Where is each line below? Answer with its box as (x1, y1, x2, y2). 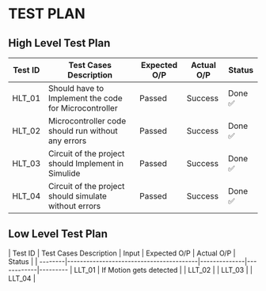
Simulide (47, 168, 81, 179)
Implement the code (47, 93, 123, 104)
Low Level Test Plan (8, 227, 108, 241)
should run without (47, 126, 118, 136)
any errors (47, 135, 87, 146)
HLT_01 (12, 93, 41, 104)
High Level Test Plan (8, 36, 111, 50)
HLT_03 (12, 158, 41, 168)
